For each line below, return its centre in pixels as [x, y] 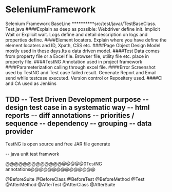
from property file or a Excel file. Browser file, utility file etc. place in [77, 56]
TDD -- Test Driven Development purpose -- [77, 100]
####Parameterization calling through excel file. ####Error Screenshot [80, 67]
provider [19, 132]
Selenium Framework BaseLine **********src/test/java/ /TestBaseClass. [81, 24]
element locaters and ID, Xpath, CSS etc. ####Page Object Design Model [83, 45]
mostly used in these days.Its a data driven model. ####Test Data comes [83, 51]
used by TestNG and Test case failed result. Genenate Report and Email [81, 72]
